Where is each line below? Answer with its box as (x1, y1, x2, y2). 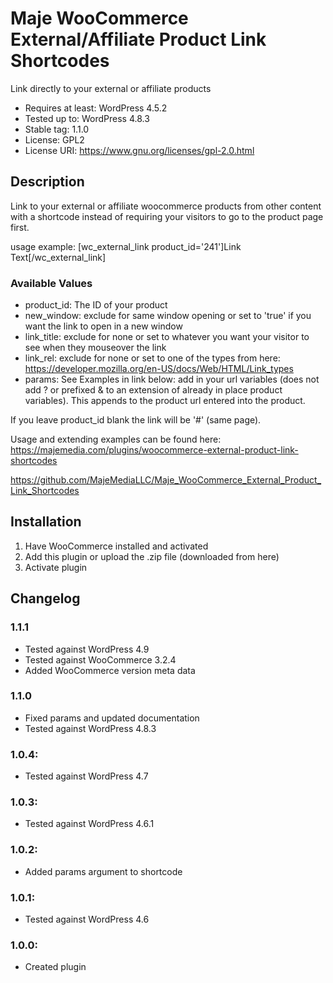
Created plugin (24, 961, 87, 973)
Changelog (10, 590, 81, 607)
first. (10, 221, 30, 233)
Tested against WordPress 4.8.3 (24, 722, 157, 734)
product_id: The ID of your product (24, 299, 168, 311)
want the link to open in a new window (24, 320, 183, 332)
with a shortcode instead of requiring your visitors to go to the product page (10, 210, 324, 222)
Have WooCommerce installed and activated (24, 540, 209, 552)
